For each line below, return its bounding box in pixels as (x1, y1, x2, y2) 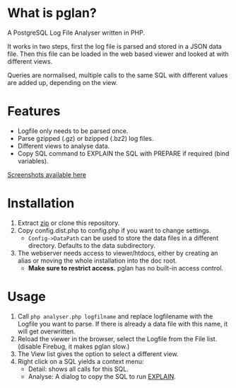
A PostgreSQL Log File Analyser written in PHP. (7, 28, 145, 37)
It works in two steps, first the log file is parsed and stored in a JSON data (7, 42, 223, 50)
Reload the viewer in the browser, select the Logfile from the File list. (17, 334, 218, 343)
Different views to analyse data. (17, 142, 110, 150)
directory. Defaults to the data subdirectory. (28, 241, 155, 249)
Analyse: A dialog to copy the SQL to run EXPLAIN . (28, 372, 177, 380)
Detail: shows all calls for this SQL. (28, 365, 129, 373)
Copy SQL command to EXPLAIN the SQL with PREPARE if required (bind (17, 149, 230, 157)
